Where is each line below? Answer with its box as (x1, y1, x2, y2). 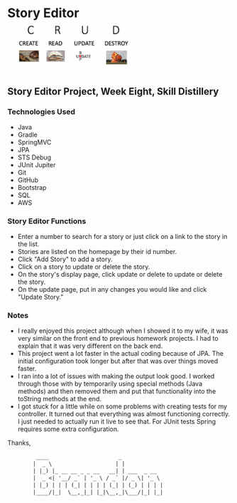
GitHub (17, 176, 39, 184)
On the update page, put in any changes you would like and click (17, 285, 207, 294)
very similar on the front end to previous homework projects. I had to (17, 334, 219, 343)
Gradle (17, 130, 38, 139)
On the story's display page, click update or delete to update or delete (17, 270, 223, 279)
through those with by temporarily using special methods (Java (17, 379, 203, 388)
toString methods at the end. (17, 395, 101, 403)
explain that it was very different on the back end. (17, 341, 163, 350)
